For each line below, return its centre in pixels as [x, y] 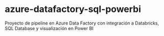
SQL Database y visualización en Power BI [49, 28]
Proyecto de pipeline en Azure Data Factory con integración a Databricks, [82, 23]
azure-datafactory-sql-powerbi [73, 9]
